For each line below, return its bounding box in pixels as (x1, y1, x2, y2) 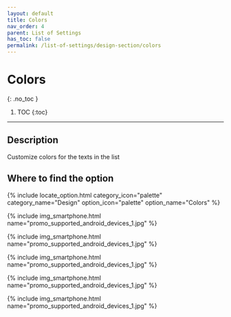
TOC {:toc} (16, 108, 48, 116)
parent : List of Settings (7, 29, 81, 37)
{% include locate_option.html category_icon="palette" (7, 191, 163, 199)
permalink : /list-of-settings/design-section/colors (7, 42, 162, 49)
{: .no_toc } (7, 94, 38, 103)
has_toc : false (7, 36, 51, 43)
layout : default (7, 10, 54, 17)
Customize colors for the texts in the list (7, 152, 120, 161)
